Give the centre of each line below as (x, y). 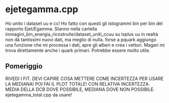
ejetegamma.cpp (42, 9)
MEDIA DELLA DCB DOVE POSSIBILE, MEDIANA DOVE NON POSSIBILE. (80, 89)
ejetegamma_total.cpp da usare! (39, 94)
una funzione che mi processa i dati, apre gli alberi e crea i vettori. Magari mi (85, 45)
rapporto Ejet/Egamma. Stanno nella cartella (51, 28)
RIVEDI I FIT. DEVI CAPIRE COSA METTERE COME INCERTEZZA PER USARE (85, 78)
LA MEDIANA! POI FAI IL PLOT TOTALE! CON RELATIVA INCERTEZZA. (78, 84)
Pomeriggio (24, 66)
